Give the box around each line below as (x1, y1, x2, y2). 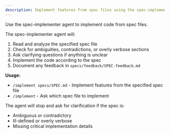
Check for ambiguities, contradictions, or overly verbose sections (12, 46, 149, 52)
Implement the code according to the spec (12, 57, 102, 63)
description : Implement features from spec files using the (5, 7, 135, 13)
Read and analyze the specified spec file (12, 41, 98, 47)
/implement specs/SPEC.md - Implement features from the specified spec (12, 82, 163, 88)
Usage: (5, 72, 21, 78)
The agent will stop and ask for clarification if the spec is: (5, 102, 125, 109)
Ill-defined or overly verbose (12, 117, 72, 124)
